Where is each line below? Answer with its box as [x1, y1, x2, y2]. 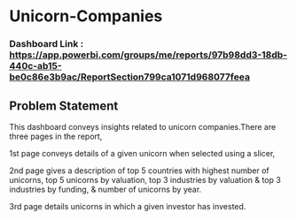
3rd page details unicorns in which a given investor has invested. [9, 201, 246, 211]
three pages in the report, [9, 131, 103, 141]
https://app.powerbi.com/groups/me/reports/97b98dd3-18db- [9, 49, 288, 61]
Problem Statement [9, 98, 119, 113]
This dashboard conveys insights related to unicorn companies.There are [9, 121, 277, 132]
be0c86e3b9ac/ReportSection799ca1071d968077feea [9, 71, 251, 83]
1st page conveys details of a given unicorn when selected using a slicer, [9, 148, 276, 158]
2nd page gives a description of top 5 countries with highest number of [9, 165, 270, 176]
